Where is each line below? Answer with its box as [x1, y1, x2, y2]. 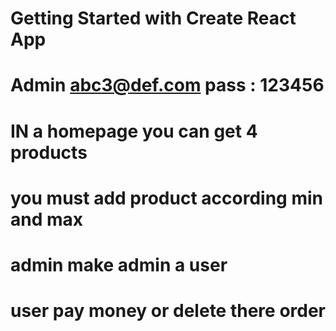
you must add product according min [10, 187, 323, 209]
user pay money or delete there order [10, 300, 327, 322]
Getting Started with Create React [10, 7, 297, 30]
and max [10, 208, 84, 231]
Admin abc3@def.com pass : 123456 [10, 74, 325, 97]
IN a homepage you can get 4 [10, 120, 258, 142]
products [10, 141, 88, 164]
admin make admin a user [10, 253, 228, 276]
